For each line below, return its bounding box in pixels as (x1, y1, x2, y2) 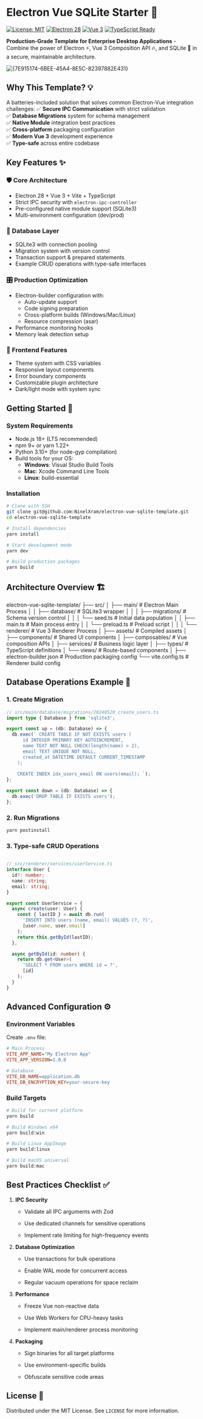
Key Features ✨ (6, 158, 66, 168)
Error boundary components (15, 373, 86, 380)
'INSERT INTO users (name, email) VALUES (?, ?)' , (22, 917, 154, 923)
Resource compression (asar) (24, 318, 98, 325)
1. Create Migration (6, 695, 64, 704)
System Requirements (6, 421, 74, 430)
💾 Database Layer (6, 227, 60, 235)
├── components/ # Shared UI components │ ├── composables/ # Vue (6, 633, 187, 641)
